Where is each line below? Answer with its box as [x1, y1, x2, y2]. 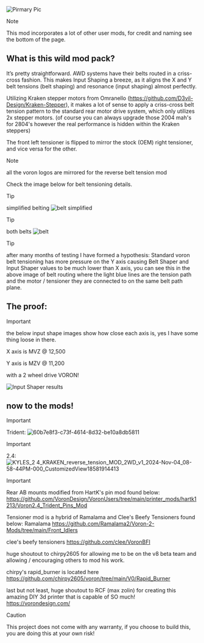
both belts [6, 227, 32, 235]
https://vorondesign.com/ [6, 600, 71, 607]
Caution [6, 611, 26, 619]
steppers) [6, 127, 31, 134]
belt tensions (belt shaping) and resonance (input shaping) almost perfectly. [6, 82, 197, 90]
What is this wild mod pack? [6, 54, 116, 64]
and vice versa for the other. [6, 145, 77, 152]
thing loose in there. [6, 336, 57, 343]
